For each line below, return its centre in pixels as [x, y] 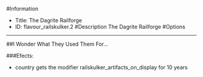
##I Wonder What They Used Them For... [57, 44]
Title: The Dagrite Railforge [49, 20]
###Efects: [20, 56]
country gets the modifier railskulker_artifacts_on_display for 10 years [101, 67]
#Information [22, 9]
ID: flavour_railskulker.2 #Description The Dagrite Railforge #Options [100, 27]
